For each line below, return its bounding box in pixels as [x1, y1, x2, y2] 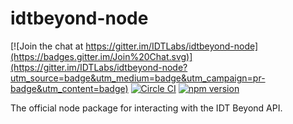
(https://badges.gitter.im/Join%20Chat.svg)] [10, 50, 193, 62]
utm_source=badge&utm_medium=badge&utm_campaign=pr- [10, 72, 266, 84]
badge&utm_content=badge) [10, 82, 129, 94]
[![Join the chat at [10, 40, 84, 52]
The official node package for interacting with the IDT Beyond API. [10, 102, 283, 114]
